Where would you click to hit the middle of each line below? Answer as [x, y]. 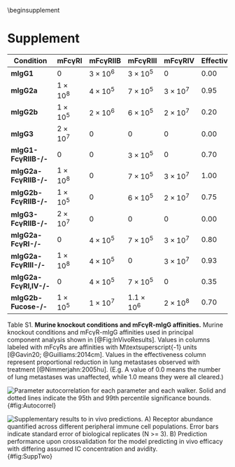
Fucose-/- [29, 306]
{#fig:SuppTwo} [30, 456]
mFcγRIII [142, 60]
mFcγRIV [179, 60]
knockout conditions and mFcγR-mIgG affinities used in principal [100, 332]
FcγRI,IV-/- [30, 285]
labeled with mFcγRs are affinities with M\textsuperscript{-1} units [102, 347]
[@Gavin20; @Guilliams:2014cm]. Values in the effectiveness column [107, 354]
